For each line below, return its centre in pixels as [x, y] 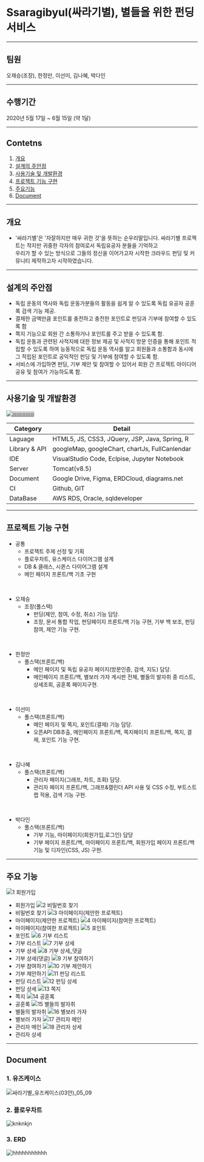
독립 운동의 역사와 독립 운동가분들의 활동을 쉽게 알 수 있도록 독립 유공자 [99, 303]
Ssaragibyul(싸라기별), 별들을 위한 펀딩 [100, 12]
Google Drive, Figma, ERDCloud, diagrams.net [118, 478]
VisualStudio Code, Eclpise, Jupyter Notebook [118, 458]
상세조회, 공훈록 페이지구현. [66, 684]
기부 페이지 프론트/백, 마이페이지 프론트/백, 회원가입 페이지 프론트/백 [114, 842]
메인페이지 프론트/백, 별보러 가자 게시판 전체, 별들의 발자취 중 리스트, [114, 677]
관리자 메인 [28, 1027]
